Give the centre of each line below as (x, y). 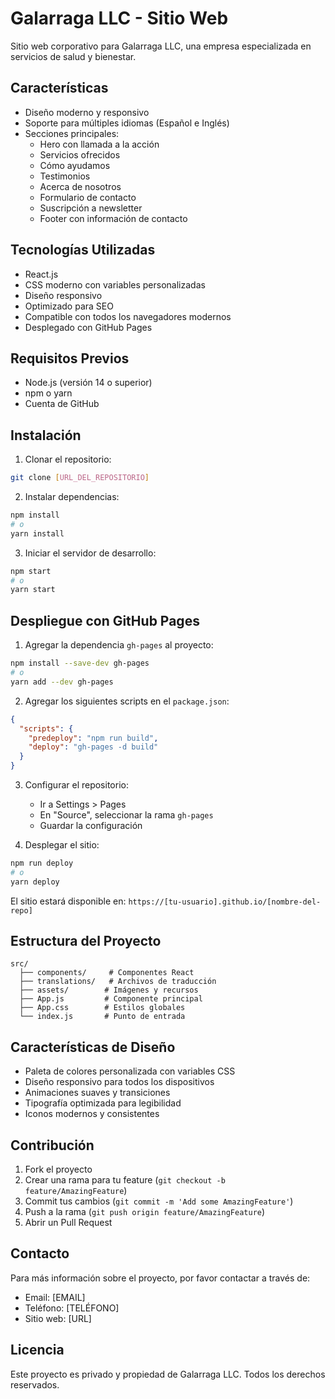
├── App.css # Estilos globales (102, 1008)
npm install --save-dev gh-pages (80, 663)
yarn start (33, 590)
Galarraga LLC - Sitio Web (119, 18)
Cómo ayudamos (75, 165)
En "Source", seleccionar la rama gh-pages (126, 815)
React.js (41, 274)
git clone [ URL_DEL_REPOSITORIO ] (80, 478)
